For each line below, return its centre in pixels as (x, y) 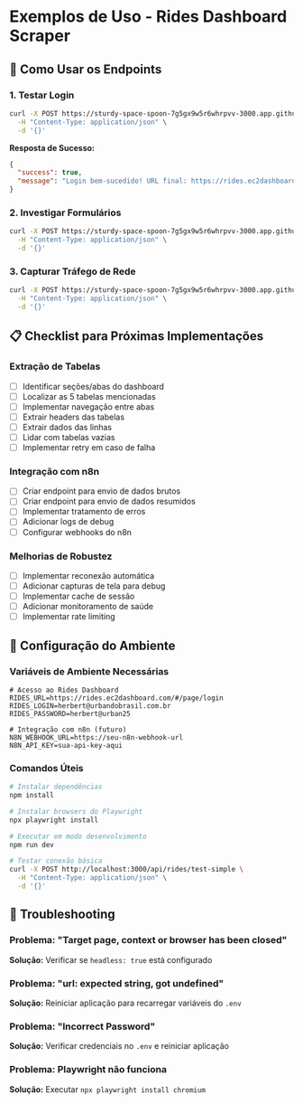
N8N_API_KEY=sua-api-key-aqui (66, 745)
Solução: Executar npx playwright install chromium (107, 1089)
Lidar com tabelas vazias (69, 437)
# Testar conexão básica (56, 861)
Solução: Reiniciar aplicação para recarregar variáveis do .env (125, 1003)
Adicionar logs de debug (68, 522)
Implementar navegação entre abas (88, 406)
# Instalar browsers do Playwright (76, 811)
